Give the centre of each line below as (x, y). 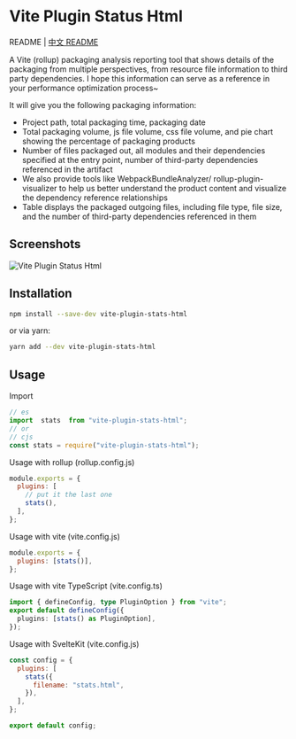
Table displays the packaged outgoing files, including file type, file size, (152, 206)
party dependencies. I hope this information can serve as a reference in (140, 78)
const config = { (41, 660)
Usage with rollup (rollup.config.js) (72, 462)
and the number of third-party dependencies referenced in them (139, 216)
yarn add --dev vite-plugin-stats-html (83, 347)
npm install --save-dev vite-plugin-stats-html (99, 314)
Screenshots (45, 244)
